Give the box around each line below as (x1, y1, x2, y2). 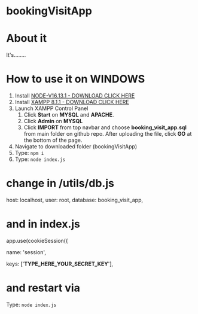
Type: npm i (14, 150, 44, 157)
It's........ (6, 51, 26, 59)
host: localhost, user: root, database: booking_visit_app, (6, 196, 144, 203)
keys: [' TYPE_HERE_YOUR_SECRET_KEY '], (6, 260, 114, 267)
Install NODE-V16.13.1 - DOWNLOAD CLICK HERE (14, 92, 135, 99)
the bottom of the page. (23, 136, 83, 144)
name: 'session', (6, 248, 47, 255)
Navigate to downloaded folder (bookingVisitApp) (14, 143, 138, 150)
